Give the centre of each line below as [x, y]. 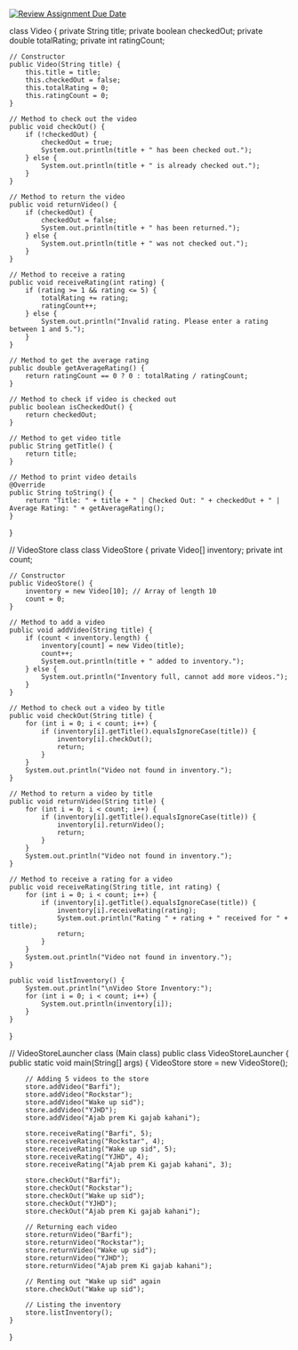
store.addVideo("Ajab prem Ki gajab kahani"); [113, 1118]
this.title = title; [63, 72]
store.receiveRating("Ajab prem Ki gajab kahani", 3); [129, 1165]
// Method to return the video [67, 197]
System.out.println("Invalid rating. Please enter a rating [155, 321]
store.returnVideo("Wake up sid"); [91, 1250]
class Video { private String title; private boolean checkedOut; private [136, 31]
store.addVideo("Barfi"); [73, 1087]
